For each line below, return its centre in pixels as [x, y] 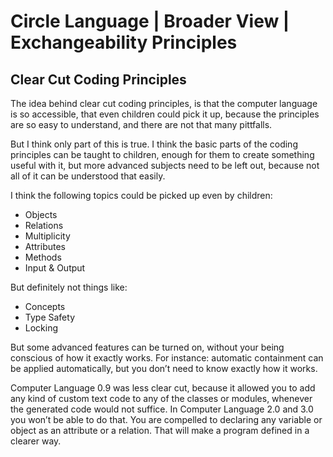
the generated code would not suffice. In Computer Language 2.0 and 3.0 [162, 409]
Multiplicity [47, 236]
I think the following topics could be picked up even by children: [141, 195]
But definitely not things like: [69, 287]
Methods [43, 257]
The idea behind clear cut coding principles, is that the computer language [164, 103]
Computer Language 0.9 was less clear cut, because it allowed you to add [163, 388]
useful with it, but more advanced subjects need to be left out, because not [165, 165]
